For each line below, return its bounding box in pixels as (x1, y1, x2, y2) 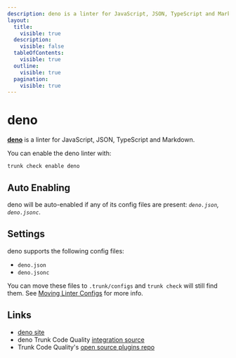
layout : (7, 17, 30, 24)
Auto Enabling (7, 182, 71, 194)
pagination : (13, 75, 49, 83)
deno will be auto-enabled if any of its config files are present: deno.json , (7, 201, 219, 208)
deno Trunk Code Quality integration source (17, 335, 145, 344)
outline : (13, 62, 39, 69)
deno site (17, 328, 45, 336)
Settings (7, 228, 46, 240)
